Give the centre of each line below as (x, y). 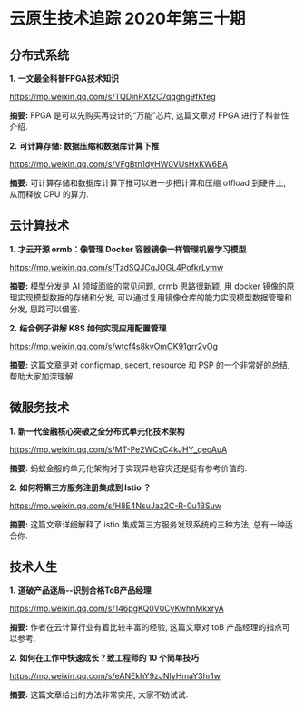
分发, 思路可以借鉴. (45, 309)
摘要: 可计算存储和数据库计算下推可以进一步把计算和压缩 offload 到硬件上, (148, 183)
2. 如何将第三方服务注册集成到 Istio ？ (80, 487)
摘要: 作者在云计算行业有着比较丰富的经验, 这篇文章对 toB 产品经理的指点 (146, 627)
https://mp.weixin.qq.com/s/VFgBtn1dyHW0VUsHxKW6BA (119, 164)
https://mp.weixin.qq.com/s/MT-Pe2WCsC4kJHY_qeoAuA (118, 449)
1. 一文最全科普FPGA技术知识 (64, 79)
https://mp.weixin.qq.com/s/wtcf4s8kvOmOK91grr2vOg (114, 346)
